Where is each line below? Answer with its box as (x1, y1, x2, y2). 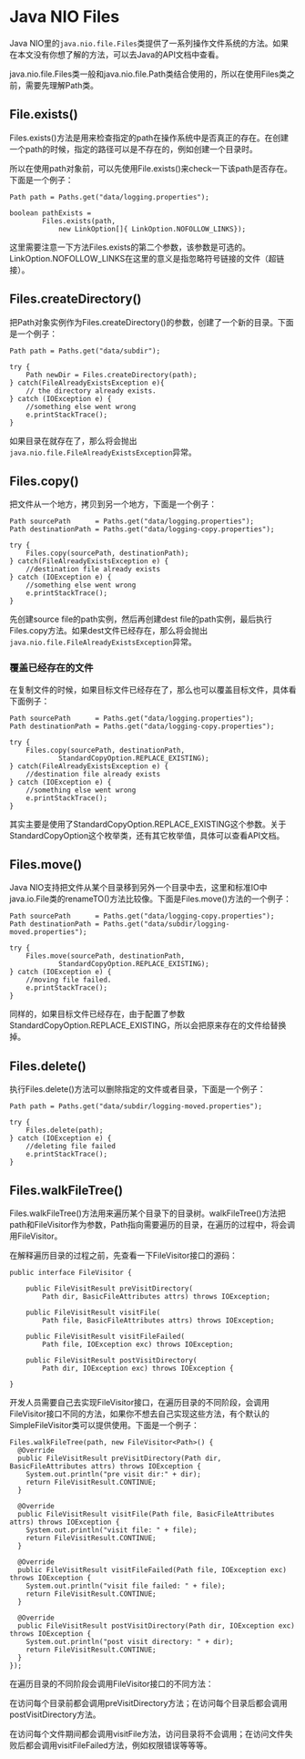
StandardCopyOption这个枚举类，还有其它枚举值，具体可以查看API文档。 (9, 829, 285, 840)
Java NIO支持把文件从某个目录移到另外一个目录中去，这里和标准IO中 (9, 882, 268, 893)
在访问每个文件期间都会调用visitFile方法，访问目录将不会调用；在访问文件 (9, 1729, 285, 1740)
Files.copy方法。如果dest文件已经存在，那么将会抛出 (9, 625, 208, 636)
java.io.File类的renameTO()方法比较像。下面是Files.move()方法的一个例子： (9, 893, 291, 904)
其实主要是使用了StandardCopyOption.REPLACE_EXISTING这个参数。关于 (9, 818, 287, 829)
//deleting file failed (25, 1142, 117, 1151)
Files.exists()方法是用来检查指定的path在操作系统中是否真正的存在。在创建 (9, 132, 290, 143)
